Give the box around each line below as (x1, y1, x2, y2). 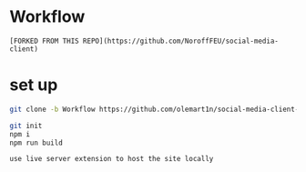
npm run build (9, 138, 64, 147)
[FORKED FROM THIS (9, 36, 79, 46)
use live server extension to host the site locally (9, 155, 214, 164)
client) (9, 44, 39, 54)
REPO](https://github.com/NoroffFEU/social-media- (82, 36, 280, 46)
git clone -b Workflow (9, 105, 96, 114)
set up (9, 75, 58, 96)
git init (9, 121, 43, 130)
